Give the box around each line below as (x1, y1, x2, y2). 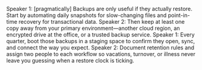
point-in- (167, 12, 190, 19)
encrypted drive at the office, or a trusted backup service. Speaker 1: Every (6, 31, 195, 38)
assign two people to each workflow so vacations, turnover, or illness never (6, 51, 196, 57)
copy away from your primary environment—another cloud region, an (6, 24, 181, 32)
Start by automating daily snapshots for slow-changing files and (6, 12, 167, 19)
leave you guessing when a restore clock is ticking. (6, 57, 134, 64)
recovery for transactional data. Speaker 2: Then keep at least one (18, 18, 185, 25)
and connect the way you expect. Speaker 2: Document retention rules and (6, 44, 195, 51)
